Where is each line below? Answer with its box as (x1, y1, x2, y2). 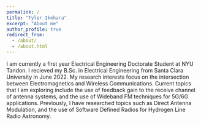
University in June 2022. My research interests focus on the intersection (6, 73, 189, 81)
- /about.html (12, 44, 48, 50)
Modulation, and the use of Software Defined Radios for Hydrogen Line (6, 106, 186, 113)
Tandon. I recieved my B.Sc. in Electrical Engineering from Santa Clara (6, 66, 184, 74)
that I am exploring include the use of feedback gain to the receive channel (6, 86, 195, 93)
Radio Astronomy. (6, 112, 51, 120)
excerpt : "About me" (6, 20, 59, 26)
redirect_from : (6, 32, 45, 38)
